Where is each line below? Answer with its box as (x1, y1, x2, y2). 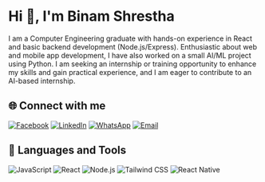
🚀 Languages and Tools (8, 144, 127, 157)
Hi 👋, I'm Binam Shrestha (8, 7, 176, 26)
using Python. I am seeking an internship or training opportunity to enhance (8, 59, 257, 69)
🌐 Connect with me (8, 99, 106, 113)
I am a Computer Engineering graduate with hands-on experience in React (8, 34, 253, 43)
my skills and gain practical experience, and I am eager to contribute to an (8, 67, 252, 77)
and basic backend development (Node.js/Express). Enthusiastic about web (8, 42, 258, 51)
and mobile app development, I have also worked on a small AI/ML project (8, 50, 251, 60)
